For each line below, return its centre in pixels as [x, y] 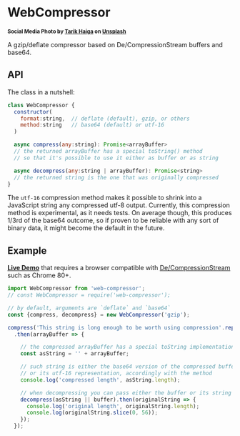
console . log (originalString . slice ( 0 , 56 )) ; [92, 413]
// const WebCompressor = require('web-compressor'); [89, 295]
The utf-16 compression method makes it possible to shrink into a [105, 198]
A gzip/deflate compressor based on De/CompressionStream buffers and [115, 44]
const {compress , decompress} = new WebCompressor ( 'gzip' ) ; [99, 314]
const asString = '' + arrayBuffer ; [75, 354]
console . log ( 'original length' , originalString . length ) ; [113, 406]
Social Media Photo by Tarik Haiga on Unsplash [67, 31]
